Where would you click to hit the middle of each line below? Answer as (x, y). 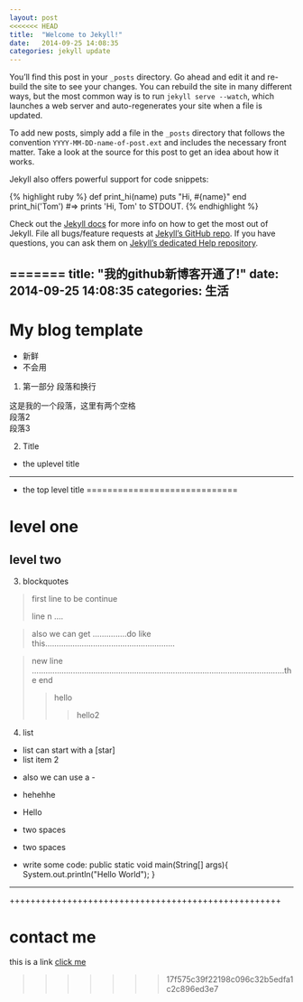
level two (35, 560)
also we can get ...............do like (91, 634)
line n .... (47, 616)
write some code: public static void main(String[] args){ (125, 865)
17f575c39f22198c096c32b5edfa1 (230, 979)
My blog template (76, 330)
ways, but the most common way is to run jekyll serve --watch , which (142, 97)
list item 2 (41, 760)
